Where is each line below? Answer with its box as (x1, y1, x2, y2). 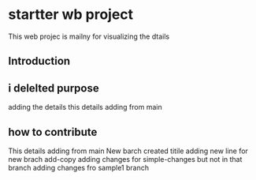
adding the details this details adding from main (8, 103, 163, 112)
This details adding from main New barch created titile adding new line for (8, 146, 248, 156)
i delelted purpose (8, 81, 100, 95)
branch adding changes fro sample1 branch (8, 163, 150, 172)
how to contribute (8, 125, 98, 139)
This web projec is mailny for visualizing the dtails (8, 32, 170, 41)
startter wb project (8, 6, 134, 24)
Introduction (8, 54, 71, 68)
